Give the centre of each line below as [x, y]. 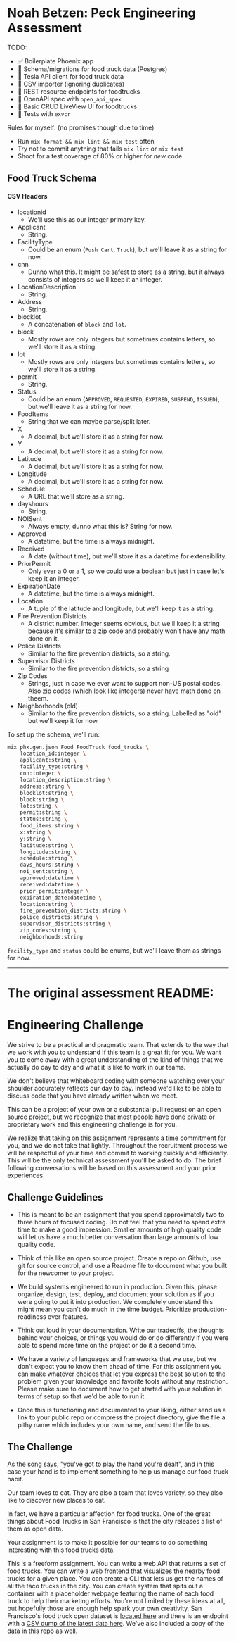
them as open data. [35, 1529]
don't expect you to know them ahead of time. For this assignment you [120, 1366]
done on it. [44, 638]
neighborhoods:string [51, 937]
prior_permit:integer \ [55, 891]
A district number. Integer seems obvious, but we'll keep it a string [124, 623]
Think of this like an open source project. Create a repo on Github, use [119, 1258]
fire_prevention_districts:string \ [74, 911]
